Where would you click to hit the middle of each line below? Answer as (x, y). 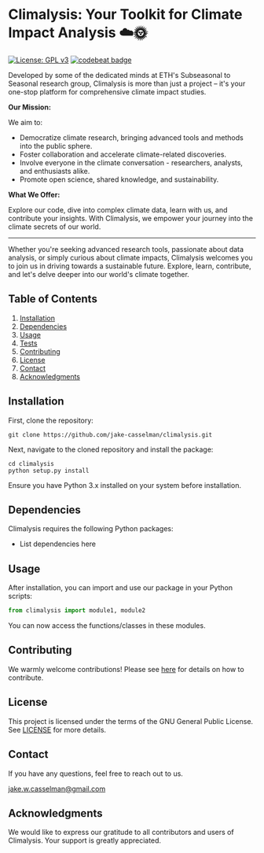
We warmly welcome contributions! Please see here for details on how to (126, 669)
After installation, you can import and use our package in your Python (121, 588)
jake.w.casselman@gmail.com (57, 788)
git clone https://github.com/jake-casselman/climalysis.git (110, 434)
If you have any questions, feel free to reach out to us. (95, 774)
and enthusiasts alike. (55, 171)
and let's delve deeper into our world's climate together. (99, 274)
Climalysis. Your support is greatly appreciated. (85, 840)
